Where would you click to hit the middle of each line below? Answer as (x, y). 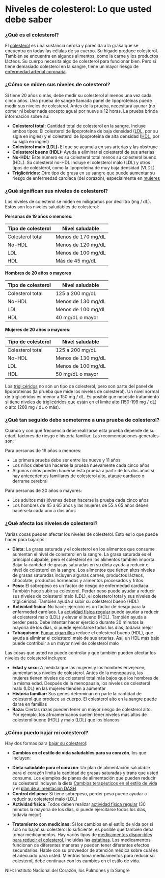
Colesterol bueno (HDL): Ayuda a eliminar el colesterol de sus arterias (83, 152)
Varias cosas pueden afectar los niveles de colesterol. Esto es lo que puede (82, 534)
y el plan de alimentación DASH (44, 788)
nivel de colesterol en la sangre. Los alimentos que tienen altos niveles (83, 570)
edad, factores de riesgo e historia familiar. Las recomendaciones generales (82, 436)
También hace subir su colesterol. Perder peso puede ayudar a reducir (83, 591)
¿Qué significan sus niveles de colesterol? (56, 191)
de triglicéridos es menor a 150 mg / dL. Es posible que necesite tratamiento (82, 397)
